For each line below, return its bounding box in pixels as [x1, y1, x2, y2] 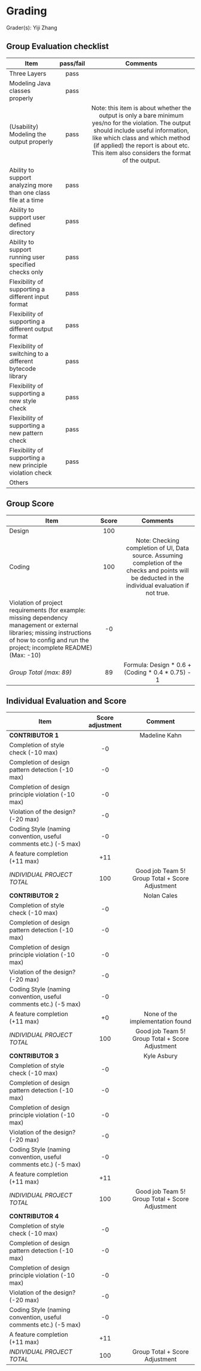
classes [9, 86, 31, 95]
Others [9, 478, 29, 487]
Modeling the [9, 130, 47, 138]
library [9, 372, 28, 380]
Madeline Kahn [139, 731, 182, 739]
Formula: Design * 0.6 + [123, 660, 191, 669]
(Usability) [9, 122, 39, 131]
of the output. [122, 156, 160, 164]
